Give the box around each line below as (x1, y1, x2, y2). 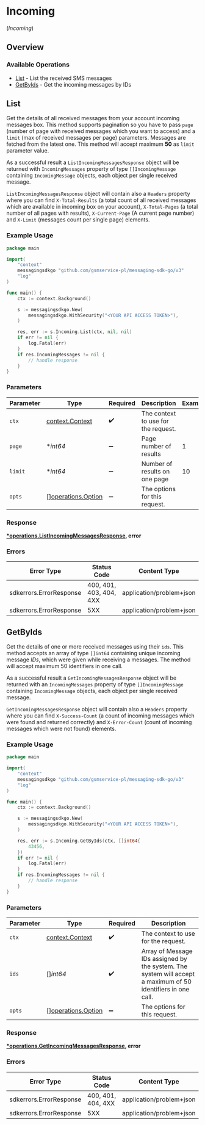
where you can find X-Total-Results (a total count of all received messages (6, 196, 196, 204)
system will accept (141, 970, 195, 979)
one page (141, 475, 169, 483)
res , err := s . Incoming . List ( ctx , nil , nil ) (17, 329, 132, 335)
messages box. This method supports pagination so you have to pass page (6, 121, 193, 129)
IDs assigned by (141, 955, 187, 963)
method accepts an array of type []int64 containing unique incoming (6, 650, 181, 657)
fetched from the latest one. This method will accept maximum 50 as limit (6, 140, 195, 148)
